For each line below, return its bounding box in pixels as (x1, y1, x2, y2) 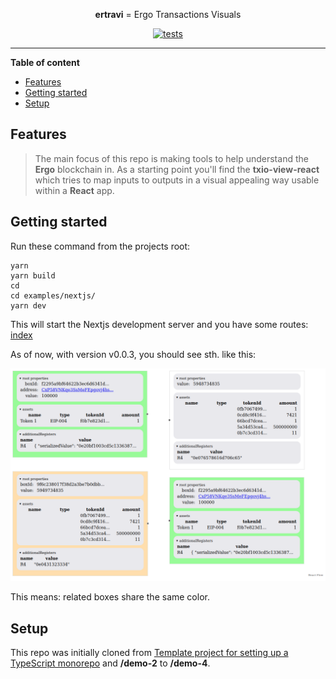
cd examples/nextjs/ (10, 290, 97, 301)
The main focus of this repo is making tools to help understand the (34, 152, 309, 164)
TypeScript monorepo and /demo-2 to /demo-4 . (10, 657, 211, 669)
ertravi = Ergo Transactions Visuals (94, 9, 242, 20)
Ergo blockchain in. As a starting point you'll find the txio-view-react (34, 163, 320, 175)
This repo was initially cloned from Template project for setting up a (10, 647, 289, 659)
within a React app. (34, 184, 115, 196)
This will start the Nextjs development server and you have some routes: (10, 318, 309, 330)
